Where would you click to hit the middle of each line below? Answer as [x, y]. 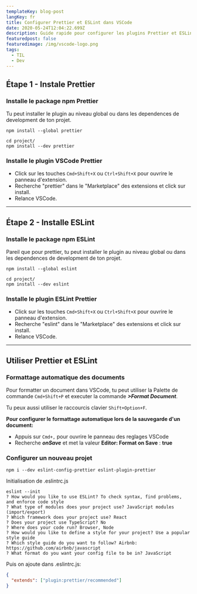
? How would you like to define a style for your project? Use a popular [98, 533]
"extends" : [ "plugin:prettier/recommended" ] [67, 581]
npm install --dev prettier [40, 146]
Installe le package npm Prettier [52, 101]
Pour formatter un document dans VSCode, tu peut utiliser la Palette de [92, 390]
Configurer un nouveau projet [49, 458]
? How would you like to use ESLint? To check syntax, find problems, [94, 497]
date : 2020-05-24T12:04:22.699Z [45, 28]
